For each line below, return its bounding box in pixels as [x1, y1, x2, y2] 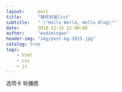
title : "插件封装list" [6, 14, 72, 20]
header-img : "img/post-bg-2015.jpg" [6, 36, 96, 42]
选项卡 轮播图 [6, 80, 39, 87]
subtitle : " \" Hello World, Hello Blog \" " [6, 19, 117, 25]
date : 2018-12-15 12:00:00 [6, 25, 88, 31]
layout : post [6, 8, 49, 15]
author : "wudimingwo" [6, 30, 69, 36]
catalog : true [6, 42, 41, 47]
